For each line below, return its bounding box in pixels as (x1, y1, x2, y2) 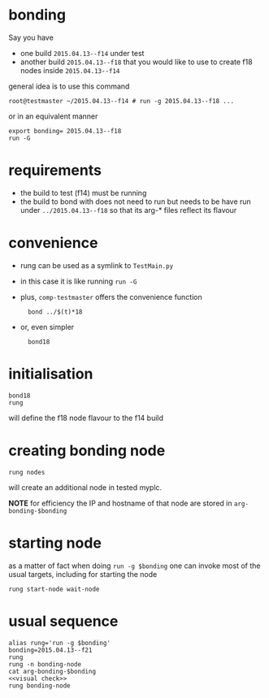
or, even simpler (20, 322, 75, 332)
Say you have (8, 33, 54, 42)
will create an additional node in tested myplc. (8, 482, 163, 492)
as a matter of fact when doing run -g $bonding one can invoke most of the (8, 561, 261, 570)
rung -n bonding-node (8, 660, 82, 668)
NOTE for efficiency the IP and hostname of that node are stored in (8, 498, 232, 508)
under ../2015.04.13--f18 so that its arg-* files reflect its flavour (20, 205, 237, 215)
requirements (8, 161, 102, 180)
